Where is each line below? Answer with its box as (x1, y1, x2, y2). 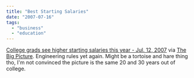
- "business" (11, 25, 44, 31)
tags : (6, 19, 20, 25)
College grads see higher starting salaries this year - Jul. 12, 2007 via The (6, 46, 187, 53)
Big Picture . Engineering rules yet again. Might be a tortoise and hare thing (6, 53, 188, 60)
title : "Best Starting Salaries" (6, 8, 89, 15)
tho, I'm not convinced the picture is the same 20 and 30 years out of (6, 59, 176, 66)
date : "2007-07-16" (6, 14, 55, 20)
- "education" (11, 30, 46, 36)
